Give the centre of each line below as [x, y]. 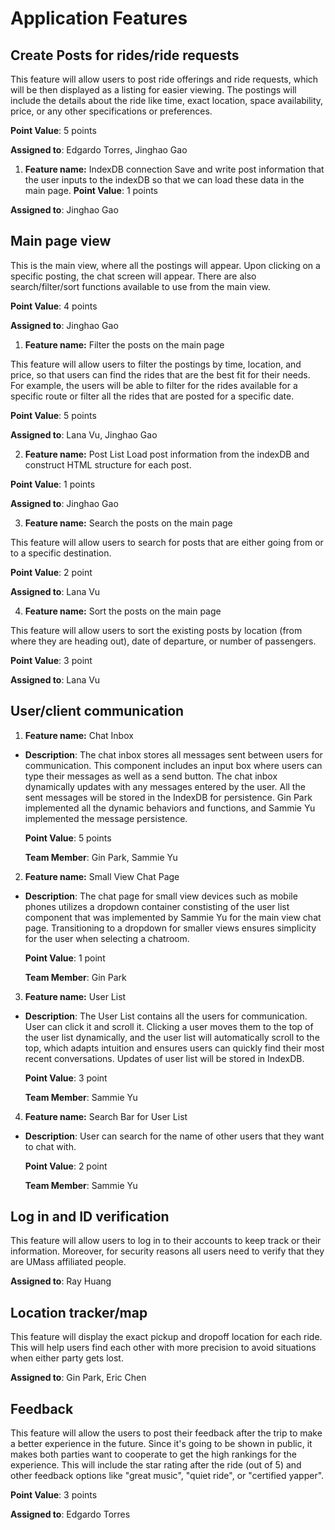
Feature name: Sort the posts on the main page [123, 611]
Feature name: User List [75, 996]
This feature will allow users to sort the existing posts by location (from [156, 630]
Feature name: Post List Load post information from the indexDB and [167, 454]
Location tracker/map [79, 1312]
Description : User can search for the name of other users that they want [174, 1136]
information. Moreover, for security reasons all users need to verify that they [167, 1251]
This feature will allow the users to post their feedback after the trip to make [166, 1433]
